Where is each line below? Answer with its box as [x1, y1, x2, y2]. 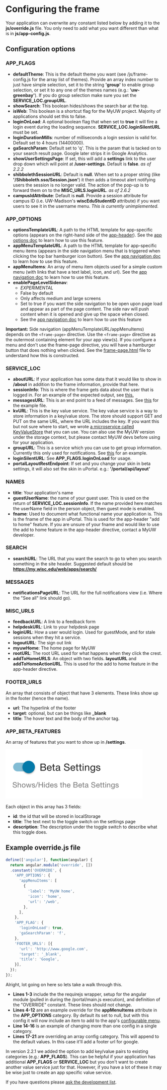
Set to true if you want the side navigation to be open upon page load [20, 301, 163, 307]
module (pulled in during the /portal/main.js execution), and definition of [12, 996, 161, 1002]
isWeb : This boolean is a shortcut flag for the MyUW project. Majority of [12, 108, 161, 114]
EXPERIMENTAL [20, 285, 54, 291]
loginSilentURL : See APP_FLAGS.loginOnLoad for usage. [12, 456, 132, 462]
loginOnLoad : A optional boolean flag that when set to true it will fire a [12, 118, 158, 125]
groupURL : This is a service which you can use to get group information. [12, 445, 162, 451]
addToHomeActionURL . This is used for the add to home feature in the [12, 661, 159, 667]
